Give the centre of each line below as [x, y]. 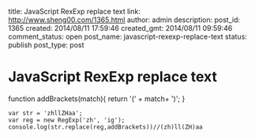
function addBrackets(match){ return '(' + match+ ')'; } [97, 99]
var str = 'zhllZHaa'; [45, 113]
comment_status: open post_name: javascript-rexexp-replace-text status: [127, 36]
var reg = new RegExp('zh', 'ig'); [67, 120]
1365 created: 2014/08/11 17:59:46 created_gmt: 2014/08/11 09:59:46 [120, 28]
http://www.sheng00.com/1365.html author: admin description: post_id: [124, 20]
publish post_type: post [46, 45]
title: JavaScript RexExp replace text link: [74, 11]
